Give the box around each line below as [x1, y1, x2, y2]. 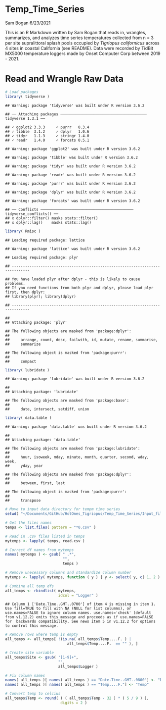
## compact [5, 359, 37, 364]
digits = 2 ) [60, 700, 87, 705]
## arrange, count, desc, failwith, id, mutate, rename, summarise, [5, 337, 158, 342]
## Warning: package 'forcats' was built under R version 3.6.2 [5, 198, 140, 203]
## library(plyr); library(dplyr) [5, 294, 77, 299]
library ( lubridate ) [5, 367, 50, 372]
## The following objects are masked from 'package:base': [5, 398, 129, 403]
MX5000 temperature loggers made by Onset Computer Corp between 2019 [5, 51, 161, 56]
